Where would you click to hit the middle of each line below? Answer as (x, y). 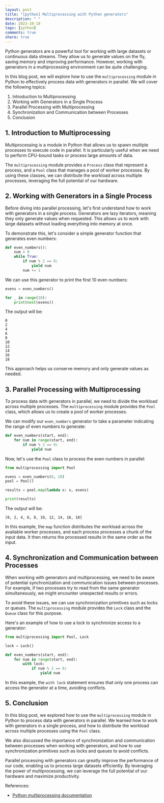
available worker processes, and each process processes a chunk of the (79, 532)
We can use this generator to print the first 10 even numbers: (67, 279)
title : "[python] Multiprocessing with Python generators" (67, 14)
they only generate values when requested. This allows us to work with (77, 218)
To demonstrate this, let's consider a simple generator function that (73, 233)
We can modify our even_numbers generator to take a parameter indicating (80, 421)
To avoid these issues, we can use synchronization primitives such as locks (82, 602)
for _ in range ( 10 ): (26, 298)
